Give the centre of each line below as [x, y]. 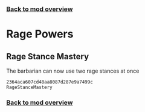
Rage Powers [40, 34]
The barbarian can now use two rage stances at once [73, 71]
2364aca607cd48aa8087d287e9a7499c [50, 82]
